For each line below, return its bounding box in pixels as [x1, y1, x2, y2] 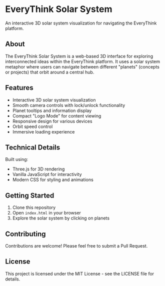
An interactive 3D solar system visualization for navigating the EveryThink [5, 20, 157, 26]
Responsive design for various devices [12, 118, 92, 124]
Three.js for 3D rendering [12, 166, 65, 172]
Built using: [5, 156, 28, 162]
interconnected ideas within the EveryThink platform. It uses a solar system [5, 58, 160, 64]
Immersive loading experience [12, 128, 75, 134]
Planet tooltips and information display [12, 107, 92, 113]
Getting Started [5, 191, 54, 199]
